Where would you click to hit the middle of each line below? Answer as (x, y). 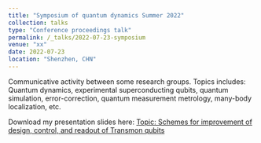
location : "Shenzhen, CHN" (52, 60)
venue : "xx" (28, 45)
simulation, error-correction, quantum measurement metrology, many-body (130, 98)
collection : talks (38, 23)
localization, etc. (35, 106)
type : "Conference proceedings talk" (70, 30)
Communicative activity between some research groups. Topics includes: (127, 81)
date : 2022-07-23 (37, 52)
